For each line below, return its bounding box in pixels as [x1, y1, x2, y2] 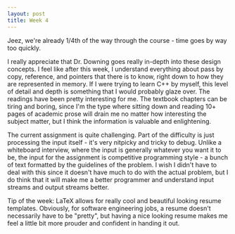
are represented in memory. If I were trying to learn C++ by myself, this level [7, 79, 229, 88]
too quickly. [7, 44, 41, 52]
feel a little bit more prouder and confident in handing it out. [7, 219, 180, 227]
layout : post [7, 10, 46, 18]
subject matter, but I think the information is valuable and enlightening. [7, 117, 212, 125]
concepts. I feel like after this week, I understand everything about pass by [7, 65, 224, 73]
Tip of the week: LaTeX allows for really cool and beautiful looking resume [7, 196, 222, 204]
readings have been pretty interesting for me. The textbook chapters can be [7, 94, 227, 103]
